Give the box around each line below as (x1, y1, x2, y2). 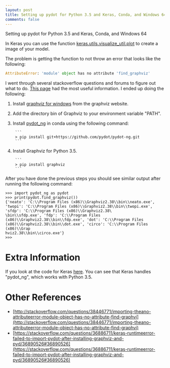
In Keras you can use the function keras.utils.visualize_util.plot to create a (5, 41, 158, 47)
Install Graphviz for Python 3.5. (12, 148, 77, 154)
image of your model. (5, 46, 50, 52)
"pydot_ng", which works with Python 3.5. (5, 274, 93, 280)
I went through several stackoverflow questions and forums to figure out (5, 80, 156, 86)
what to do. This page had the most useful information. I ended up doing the (5, 86, 164, 92)
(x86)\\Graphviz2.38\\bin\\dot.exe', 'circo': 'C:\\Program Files (5, 222, 148, 227)
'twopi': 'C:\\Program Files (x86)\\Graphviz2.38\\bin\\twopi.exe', (5, 204, 153, 209)
